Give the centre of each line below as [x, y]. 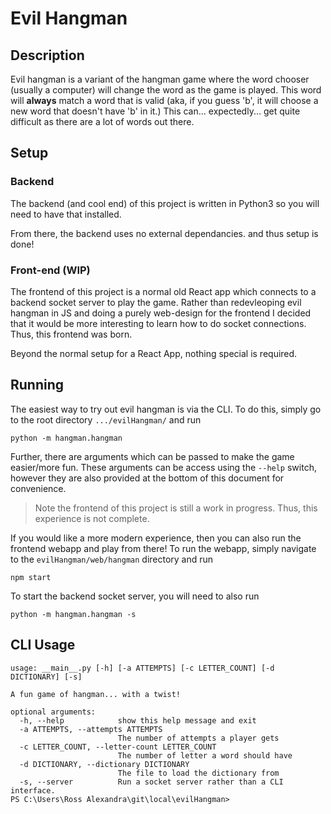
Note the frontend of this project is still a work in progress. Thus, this [176, 508]
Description [47, 55]
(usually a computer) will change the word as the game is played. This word [166, 90]
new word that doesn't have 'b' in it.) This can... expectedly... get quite [155, 111]
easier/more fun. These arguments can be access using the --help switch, [163, 467]
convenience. [38, 488]
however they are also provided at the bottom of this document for [147, 478]
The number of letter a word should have [205, 755]
